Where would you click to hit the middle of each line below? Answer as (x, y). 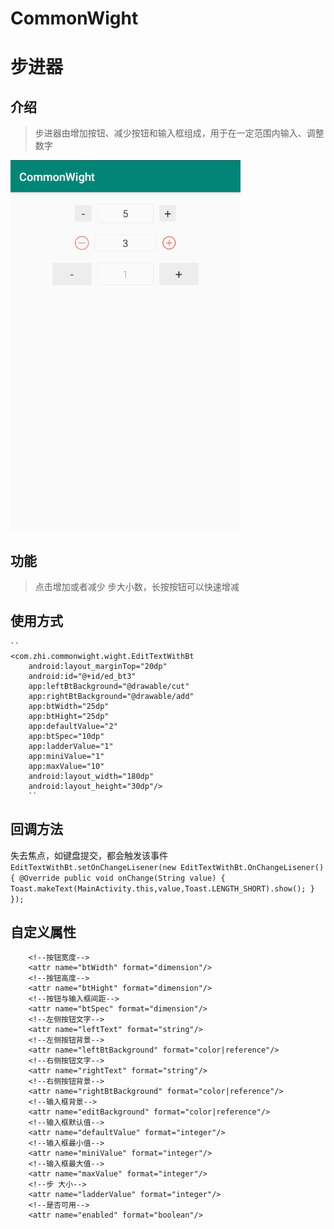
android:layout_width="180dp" (91, 776)
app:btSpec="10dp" (66, 736)
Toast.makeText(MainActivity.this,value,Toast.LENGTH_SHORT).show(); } (162, 888)
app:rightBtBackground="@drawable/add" (111, 696)
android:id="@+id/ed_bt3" (82, 676)
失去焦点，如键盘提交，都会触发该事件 (89, 855)
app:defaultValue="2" (73, 726)
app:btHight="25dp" (69, 716)
